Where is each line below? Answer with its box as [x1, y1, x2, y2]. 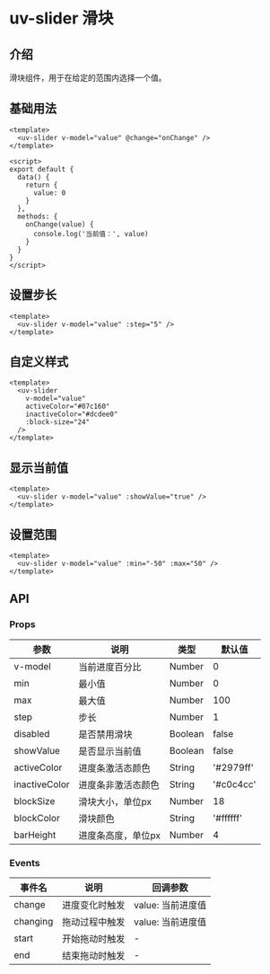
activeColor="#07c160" [25, 402, 110, 412]
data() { [17, 173, 50, 182]
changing [13, 916, 54, 928]
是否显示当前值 [78, 745, 142, 757]
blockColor [13, 811, 60, 824]
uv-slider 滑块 [9, 8, 114, 29]
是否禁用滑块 [78, 728, 133, 740]
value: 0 [32, 188, 66, 198]
